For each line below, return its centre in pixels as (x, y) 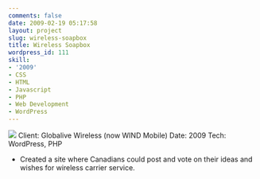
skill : (19, 60)
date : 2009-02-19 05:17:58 (53, 23)
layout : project (35, 30)
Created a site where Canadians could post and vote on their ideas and (136, 159)
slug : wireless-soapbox (48, 38)
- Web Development (39, 104)
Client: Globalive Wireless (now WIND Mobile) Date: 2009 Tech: (122, 135)
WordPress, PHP (35, 144)
